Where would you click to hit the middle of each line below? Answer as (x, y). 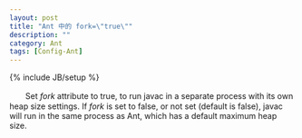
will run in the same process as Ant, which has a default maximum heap (143, 116)
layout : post (34, 18)
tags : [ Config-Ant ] (46, 52)
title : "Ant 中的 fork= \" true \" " (71, 26)
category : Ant (36, 43)
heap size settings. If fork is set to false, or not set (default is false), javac (146, 106)
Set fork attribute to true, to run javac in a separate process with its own (159, 96)
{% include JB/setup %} (54, 77)
